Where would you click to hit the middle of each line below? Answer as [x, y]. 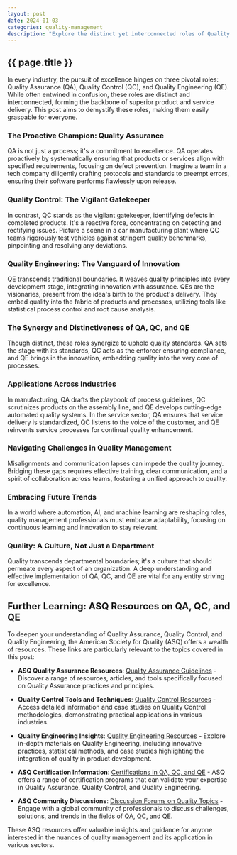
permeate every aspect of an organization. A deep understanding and [109, 569]
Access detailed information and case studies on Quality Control [112, 707]
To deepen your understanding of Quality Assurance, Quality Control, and [115, 634]
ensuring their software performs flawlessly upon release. [92, 181]
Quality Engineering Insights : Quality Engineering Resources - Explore [121, 736]
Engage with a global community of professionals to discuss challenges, [123, 809]
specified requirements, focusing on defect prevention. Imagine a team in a [117, 166]
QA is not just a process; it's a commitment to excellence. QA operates [110, 151]
